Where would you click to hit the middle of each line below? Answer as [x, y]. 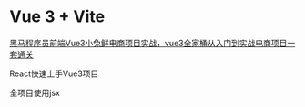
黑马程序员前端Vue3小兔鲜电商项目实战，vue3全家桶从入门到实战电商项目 [148, 43]
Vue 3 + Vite [57, 17]
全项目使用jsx [35, 92]
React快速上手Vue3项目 [54, 73]
